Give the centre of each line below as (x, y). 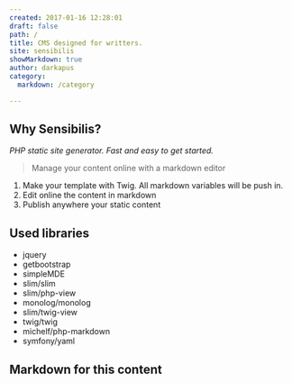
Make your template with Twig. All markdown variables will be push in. (153, 186)
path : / (24, 34)
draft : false (34, 26)
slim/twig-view (50, 313)
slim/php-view (49, 293)
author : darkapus (42, 68)
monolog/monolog (57, 303)
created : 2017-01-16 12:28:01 (66, 18)
